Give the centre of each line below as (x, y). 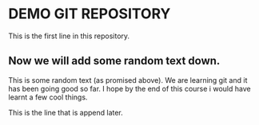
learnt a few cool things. (48, 97)
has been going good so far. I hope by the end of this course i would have (129, 88)
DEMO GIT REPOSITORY (90, 14)
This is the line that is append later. (66, 112)
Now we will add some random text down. (114, 61)
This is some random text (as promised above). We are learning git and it (128, 80)
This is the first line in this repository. (69, 36)
